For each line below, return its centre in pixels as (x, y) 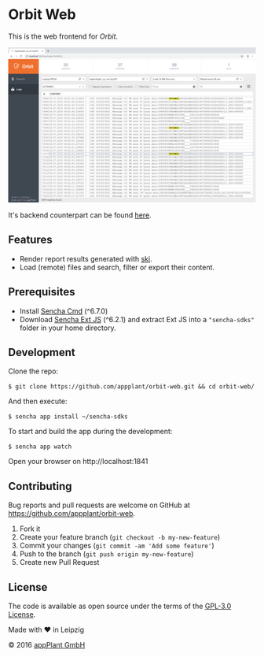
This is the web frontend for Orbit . (63, 36)
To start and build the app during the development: (90, 432)
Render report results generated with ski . (86, 258)
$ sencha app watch (40, 447)
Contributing (40, 486)
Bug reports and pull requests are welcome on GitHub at (99, 505)
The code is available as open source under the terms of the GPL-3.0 (120, 606)
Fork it (30, 529)
